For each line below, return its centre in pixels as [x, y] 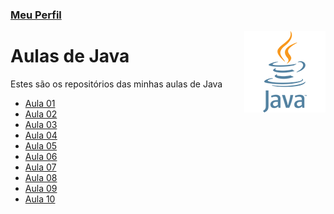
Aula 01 [40, 103]
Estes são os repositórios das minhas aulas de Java [116, 84]
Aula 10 [40, 199]
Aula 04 [41, 135]
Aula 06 [41, 156]
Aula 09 [41, 188]
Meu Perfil [36, 15]
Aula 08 [41, 177]
